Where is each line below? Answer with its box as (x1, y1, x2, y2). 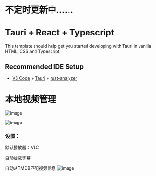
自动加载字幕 (5, 155, 31, 161)
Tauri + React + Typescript (5, 27, 115, 38)
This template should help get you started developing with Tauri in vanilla (5, 43, 152, 49)
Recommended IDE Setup (5, 62, 84, 70)
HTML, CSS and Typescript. (5, 48, 61, 54)
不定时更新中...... (5, 4, 74, 16)
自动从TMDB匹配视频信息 (5, 165, 56, 171)
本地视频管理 (5, 94, 57, 105)
